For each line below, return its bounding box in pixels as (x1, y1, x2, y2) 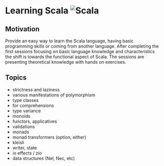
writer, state (12, 145, 37, 151)
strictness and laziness (12, 86, 60, 92)
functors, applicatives (12, 118, 57, 124)
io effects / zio (12, 150, 42, 156)
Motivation (5, 25, 40, 33)
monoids (12, 113, 31, 119)
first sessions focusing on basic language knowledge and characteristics (5, 49, 155, 54)
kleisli (12, 139, 24, 145)
